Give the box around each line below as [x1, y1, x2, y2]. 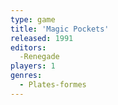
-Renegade [19, 52, 60, 62]
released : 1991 [10, 33, 74, 43]
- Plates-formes [19, 80, 87, 90]
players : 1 [10, 61, 56, 71]
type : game [10, 14, 56, 25]
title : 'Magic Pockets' [10, 24, 110, 34]
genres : [10, 71, 43, 81]
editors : [10, 42, 47, 53]
